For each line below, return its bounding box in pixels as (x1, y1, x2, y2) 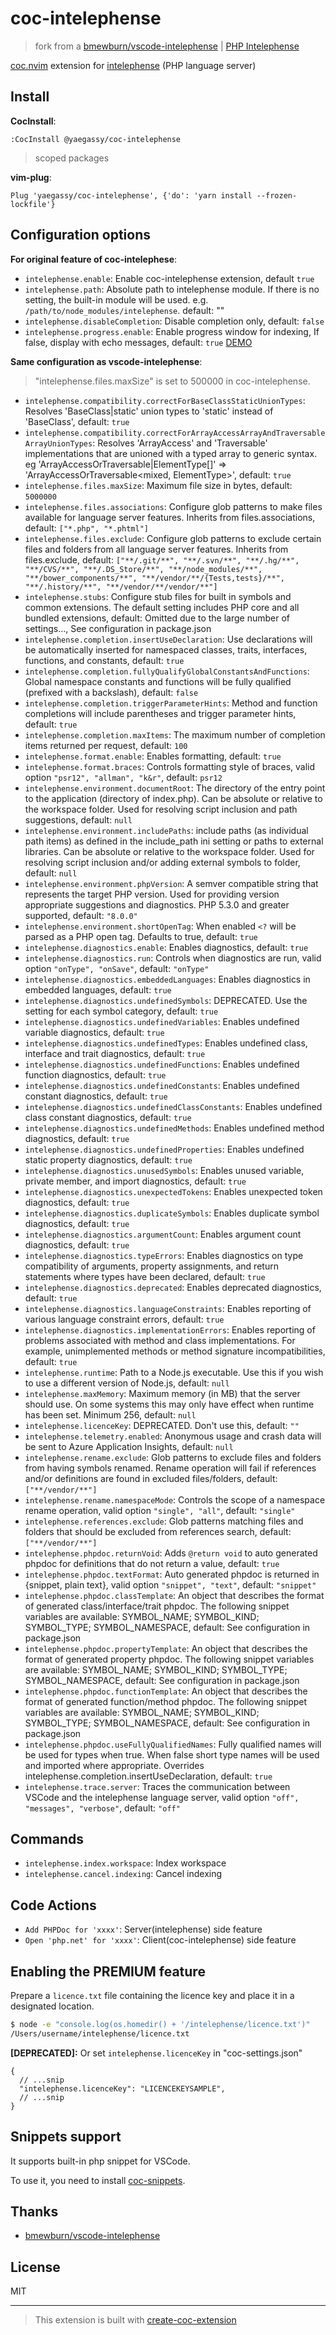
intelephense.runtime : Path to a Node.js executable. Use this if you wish (24, 1366, 324, 1378)
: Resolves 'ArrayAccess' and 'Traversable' (92, 437, 268, 449)
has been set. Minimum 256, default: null (24, 1408, 197, 1421)
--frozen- (256, 190, 298, 201)
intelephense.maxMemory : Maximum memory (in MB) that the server (24, 1387, 301, 1399)
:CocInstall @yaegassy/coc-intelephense (10, 134, 182, 144)
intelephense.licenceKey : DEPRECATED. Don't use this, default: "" (24, 1419, 300, 1431)
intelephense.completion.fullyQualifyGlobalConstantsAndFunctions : (24, 665, 310, 677)
